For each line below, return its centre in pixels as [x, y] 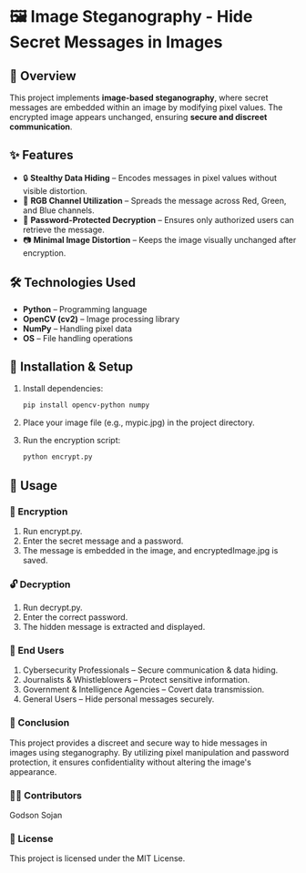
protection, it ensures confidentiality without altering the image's [131, 762]
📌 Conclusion [40, 723]
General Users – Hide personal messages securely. [118, 699]
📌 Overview [43, 76]
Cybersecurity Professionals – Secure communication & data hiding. [150, 670]
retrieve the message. [63, 229]
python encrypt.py [57, 457]
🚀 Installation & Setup [71, 367]
